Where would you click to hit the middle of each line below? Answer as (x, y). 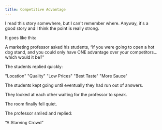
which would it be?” (25, 57)
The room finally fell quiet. (31, 104)
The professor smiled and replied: (39, 113)
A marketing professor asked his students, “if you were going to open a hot (80, 47)
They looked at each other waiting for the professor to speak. (66, 94)
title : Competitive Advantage (36, 9)
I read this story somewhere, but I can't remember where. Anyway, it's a (77, 23)
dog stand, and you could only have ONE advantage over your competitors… (81, 52)
